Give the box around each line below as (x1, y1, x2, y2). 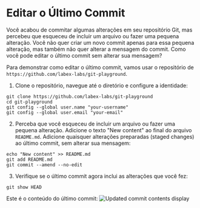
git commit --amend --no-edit (6, 161, 83, 168)
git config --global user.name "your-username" (6, 104, 129, 110)
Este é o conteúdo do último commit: (6, 195, 98, 202)
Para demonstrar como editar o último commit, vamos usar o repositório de (6, 64, 194, 71)
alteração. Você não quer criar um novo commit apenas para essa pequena (6, 39, 195, 46)
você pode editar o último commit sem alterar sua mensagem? (6, 52, 162, 59)
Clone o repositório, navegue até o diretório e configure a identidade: (15, 82, 188, 89)
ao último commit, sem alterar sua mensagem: (15, 139, 131, 147)
